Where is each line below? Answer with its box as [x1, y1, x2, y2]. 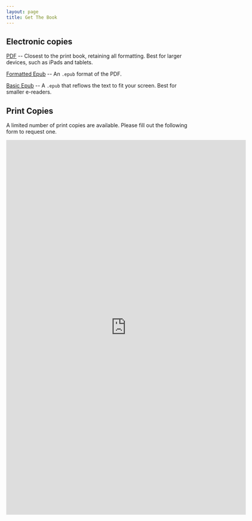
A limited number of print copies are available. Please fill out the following [6, 122, 187, 129]
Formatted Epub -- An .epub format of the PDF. [6, 70, 122, 78]
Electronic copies [6, 37, 73, 47]
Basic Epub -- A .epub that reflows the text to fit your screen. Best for [6, 82, 177, 89]
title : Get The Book [6, 14, 58, 20]
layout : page [6, 8, 39, 15]
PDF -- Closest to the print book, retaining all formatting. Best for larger [6, 52, 182, 60]
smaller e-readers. [6, 88, 52, 96]
